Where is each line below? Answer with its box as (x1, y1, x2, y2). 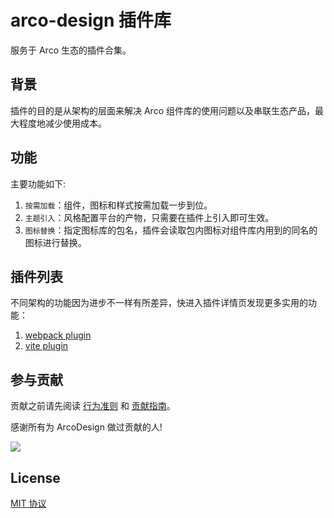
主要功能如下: (10, 177, 67, 190)
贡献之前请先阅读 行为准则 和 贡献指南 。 (10, 400, 176, 412)
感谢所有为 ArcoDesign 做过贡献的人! (10, 421, 163, 433)
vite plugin (24, 340, 69, 352)
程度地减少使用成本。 (18, 117, 107, 129)
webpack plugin (24, 329, 92, 341)
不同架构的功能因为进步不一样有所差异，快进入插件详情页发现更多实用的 (10, 297, 308, 309)
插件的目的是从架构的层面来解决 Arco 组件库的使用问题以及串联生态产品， (10, 104, 315, 116)
